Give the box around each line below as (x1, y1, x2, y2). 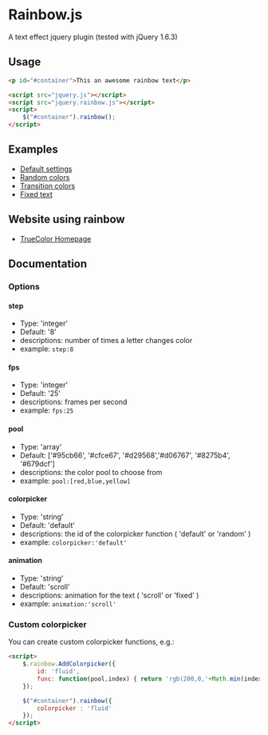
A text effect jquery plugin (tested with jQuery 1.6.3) (8, 32, 178, 42)
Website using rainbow (8, 213, 125, 226)
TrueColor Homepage (19, 234, 92, 243)
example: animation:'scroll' (19, 598, 117, 609)
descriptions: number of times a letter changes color (19, 336, 193, 346)
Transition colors (19, 181, 76, 190)
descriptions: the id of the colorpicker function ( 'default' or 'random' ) (19, 529, 251, 538)
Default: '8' (19, 327, 57, 337)
